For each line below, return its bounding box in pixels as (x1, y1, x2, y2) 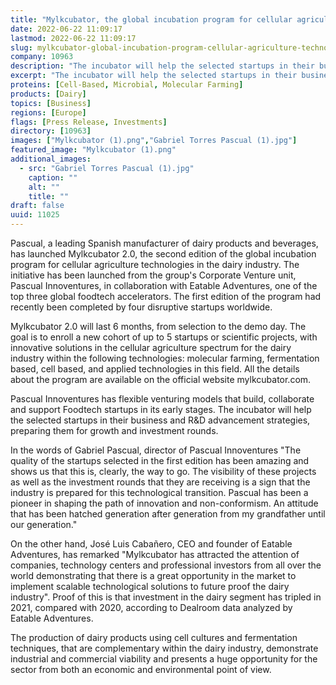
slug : (10, 42, 33, 53)
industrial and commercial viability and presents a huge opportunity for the (10, 653, 318, 665)
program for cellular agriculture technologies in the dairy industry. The (10, 259, 300, 270)
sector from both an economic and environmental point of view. (10, 664, 272, 675)
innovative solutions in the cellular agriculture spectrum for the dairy (10, 342, 292, 353)
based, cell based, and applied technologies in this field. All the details (10, 363, 300, 375)
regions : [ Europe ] (10, 107, 87, 118)
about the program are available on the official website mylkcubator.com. (10, 374, 312, 385)
